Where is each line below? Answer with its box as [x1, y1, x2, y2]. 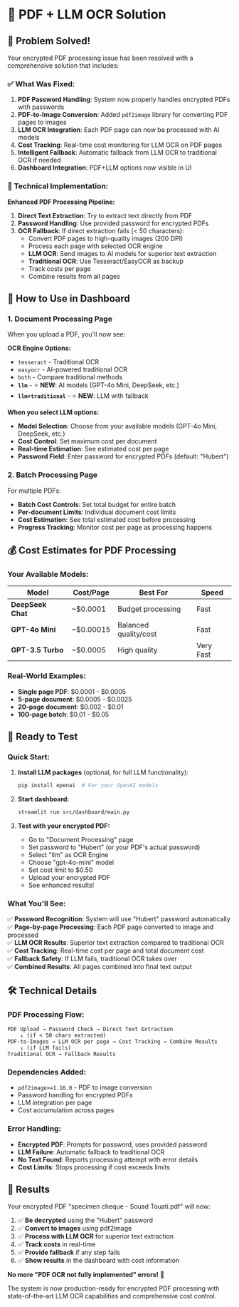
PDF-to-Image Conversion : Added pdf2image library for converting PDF [17, 111, 228, 119]
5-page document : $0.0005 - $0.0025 [17, 694, 132, 703]
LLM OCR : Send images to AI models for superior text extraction [28, 249, 217, 257]
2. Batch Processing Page [7, 470, 98, 480]
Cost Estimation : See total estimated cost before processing [17, 515, 196, 523]
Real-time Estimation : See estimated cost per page [17, 445, 169, 453]
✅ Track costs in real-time [17, 1240, 96, 1249]
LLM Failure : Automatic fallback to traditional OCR [17, 1147, 165, 1156]
